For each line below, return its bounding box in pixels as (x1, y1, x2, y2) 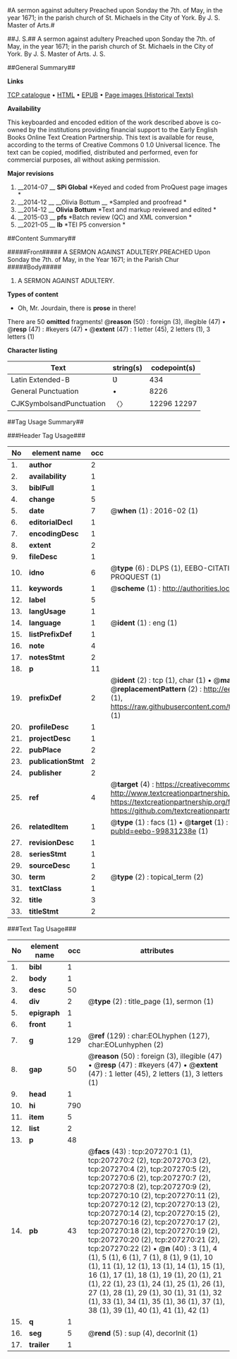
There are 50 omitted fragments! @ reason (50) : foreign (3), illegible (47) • (7, 318, 226, 325)
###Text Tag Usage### (7, 925, 77, 933)
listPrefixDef (29, 630, 73, 639)
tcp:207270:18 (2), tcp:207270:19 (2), (87, 1226, 220, 1235)
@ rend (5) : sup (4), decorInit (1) (87, 1329, 198, 1338)
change (29, 494, 55, 504)
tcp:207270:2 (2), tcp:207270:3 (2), (87, 1156, 211, 1165)
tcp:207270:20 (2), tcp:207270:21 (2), (87, 1235, 220, 1245)
